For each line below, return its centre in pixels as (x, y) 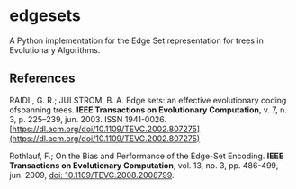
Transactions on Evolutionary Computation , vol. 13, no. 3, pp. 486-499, (144, 165)
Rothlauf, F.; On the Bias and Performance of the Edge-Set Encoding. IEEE (147, 156)
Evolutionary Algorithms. (55, 49)
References (42, 79)
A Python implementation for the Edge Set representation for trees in (136, 40)
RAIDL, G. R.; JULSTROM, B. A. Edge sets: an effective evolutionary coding (148, 100)
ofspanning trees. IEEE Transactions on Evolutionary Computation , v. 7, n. (148, 110)
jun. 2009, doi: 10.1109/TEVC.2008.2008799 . (92, 175)
